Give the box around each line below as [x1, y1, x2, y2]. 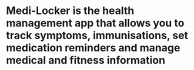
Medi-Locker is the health [6, 4, 135, 17]
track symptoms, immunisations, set [6, 29, 189, 42]
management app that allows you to [6, 16, 185, 30]
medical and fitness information [6, 54, 166, 67]
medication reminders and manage [6, 41, 180, 55]
